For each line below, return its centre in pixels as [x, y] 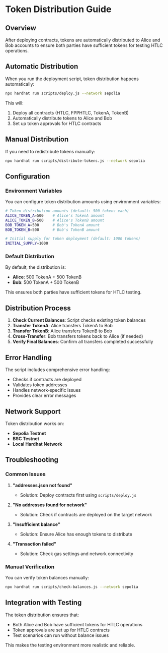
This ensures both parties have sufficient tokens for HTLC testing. [73, 292]
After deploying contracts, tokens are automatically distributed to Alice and [83, 40]
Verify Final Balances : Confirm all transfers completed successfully [83, 342]
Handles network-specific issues [47, 390]
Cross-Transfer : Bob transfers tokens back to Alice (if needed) [78, 336]
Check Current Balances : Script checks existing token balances [79, 320]
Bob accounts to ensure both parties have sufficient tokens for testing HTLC [84, 45]
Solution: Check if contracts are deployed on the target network [86, 514]
